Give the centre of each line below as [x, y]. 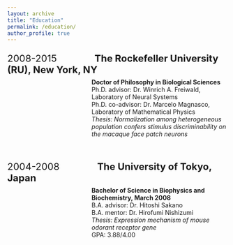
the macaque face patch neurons [140, 134]
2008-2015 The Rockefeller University [113, 59]
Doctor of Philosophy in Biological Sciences [156, 82]
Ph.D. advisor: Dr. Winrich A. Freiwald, [146, 90]
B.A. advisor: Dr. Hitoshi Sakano [137, 205]
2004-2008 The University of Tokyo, [110, 167]
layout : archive [31, 14]
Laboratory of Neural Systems [135, 97]
